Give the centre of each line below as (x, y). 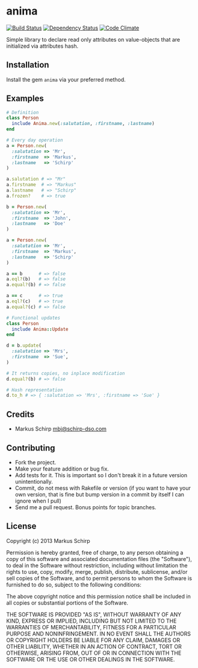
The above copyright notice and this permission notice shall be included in (98, 596)
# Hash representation (35, 390)
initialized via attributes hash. (42, 46)
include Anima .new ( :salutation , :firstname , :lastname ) (83, 124)
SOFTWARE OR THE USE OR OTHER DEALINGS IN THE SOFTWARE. (91, 659)
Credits (20, 414)
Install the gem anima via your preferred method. (66, 79)
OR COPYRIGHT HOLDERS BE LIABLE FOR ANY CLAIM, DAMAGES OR (93, 640)
